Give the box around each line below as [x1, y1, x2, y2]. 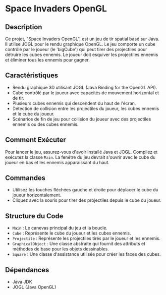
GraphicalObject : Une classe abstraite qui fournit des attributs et [12, 241, 146, 247]
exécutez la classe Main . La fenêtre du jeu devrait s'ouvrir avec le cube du [5, 154, 156, 160]
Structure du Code [5, 212, 63, 220]
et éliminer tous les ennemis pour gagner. [5, 57, 90, 62]
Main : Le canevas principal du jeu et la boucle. [12, 225, 108, 231]
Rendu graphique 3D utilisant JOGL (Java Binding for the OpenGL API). [12, 84, 158, 90]
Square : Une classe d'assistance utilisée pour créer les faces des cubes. [12, 251, 161, 257]
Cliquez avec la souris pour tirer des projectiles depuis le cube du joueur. [12, 197, 162, 203]
